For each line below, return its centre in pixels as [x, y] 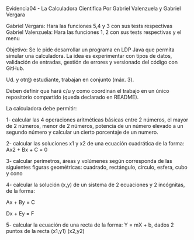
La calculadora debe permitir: [41, 108]
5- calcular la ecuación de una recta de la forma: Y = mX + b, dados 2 [90, 225]
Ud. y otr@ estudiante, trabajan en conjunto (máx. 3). [70, 79]
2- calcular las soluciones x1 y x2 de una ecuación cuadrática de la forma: [95, 143]
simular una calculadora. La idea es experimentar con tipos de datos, [89, 56]
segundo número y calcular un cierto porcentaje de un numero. [82, 132]
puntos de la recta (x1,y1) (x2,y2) [45, 231]
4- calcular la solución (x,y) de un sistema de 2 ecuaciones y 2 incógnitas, [96, 185]
